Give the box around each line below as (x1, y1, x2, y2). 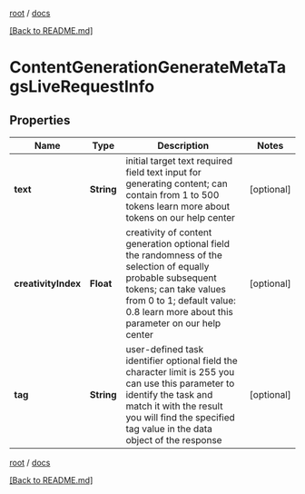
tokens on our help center (125, 212, 236, 223)
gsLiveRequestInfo (9, 76, 155, 97)
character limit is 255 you (125, 366, 235, 378)
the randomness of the (125, 249, 222, 262)
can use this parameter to (125, 377, 235, 390)
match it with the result (125, 400, 223, 412)
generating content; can (125, 177, 229, 190)
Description (157, 140, 210, 152)
